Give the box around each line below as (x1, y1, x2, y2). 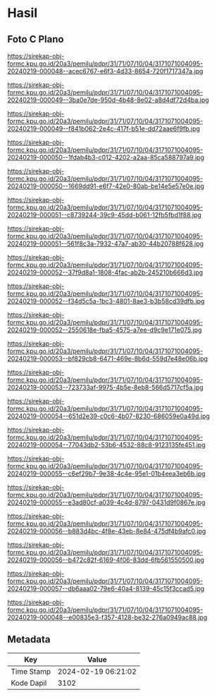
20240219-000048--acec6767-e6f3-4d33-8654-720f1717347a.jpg (7, 67, 204, 75)
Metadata (7, 633, 51, 645)
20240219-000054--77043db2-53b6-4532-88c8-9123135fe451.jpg (7, 441, 206, 449)
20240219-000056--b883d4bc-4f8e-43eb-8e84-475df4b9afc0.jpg (7, 527, 206, 535)
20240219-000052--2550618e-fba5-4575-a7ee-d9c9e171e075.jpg (7, 326, 202, 334)
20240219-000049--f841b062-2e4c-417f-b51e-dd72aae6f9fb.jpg (7, 125, 201, 132)
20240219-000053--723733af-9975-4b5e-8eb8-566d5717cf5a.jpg (7, 384, 204, 391)
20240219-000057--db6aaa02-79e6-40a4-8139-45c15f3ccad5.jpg (7, 584, 205, 592)
